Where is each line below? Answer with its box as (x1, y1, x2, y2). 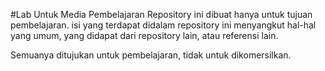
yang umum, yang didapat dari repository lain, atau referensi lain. (10, 30, 279, 41)
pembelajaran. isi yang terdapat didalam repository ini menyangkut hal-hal (10, 19, 317, 31)
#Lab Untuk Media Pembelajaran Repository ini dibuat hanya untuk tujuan (10, 9, 313, 20)
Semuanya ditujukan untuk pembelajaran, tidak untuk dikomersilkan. (10, 49, 292, 61)
